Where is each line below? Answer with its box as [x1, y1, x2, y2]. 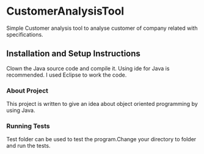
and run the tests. [6, 142, 51, 150]
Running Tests [6, 122, 50, 130]
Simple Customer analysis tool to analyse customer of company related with [6, 24, 198, 32]
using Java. [6, 107, 35, 114]
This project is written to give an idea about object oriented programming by [6, 100, 199, 108]
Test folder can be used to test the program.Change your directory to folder [6, 136, 197, 143]
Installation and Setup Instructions [6, 49, 140, 59]
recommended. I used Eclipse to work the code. [6, 71, 127, 79]
